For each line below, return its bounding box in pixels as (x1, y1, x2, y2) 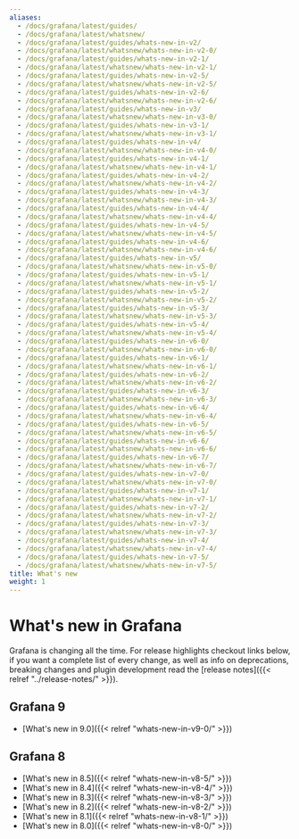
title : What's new (9, 569, 78, 578)
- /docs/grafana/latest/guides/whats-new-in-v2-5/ (17, 71, 210, 80)
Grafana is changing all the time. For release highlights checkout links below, (9, 645, 291, 656)
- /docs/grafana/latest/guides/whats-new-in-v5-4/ (17, 320, 210, 329)
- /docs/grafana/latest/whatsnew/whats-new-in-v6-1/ (17, 361, 218, 370)
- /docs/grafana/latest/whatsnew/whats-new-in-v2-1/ (17, 63, 218, 72)
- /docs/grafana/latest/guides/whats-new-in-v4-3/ (17, 187, 210, 196)
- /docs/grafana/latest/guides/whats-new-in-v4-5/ (17, 220, 210, 229)
